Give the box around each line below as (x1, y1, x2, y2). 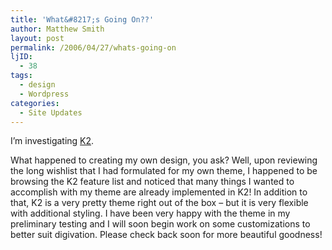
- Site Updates (19, 107, 83, 118)
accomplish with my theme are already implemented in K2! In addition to (10, 186, 308, 198)
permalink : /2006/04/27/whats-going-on (10, 42, 177, 53)
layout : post (10, 33, 65, 43)
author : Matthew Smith (10, 24, 105, 34)
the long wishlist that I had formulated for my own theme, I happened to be (10, 165, 318, 177)
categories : (10, 98, 60, 108)
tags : (10, 71, 33, 81)
